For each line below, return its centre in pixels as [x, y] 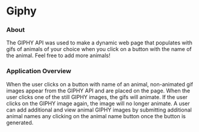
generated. [20, 122]
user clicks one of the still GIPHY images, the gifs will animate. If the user [97, 97]
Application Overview [39, 71]
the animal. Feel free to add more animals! [58, 56]
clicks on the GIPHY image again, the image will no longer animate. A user [98, 103]
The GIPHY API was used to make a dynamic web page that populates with [99, 43]
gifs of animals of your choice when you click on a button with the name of [99, 49]
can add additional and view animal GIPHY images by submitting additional [99, 110]
